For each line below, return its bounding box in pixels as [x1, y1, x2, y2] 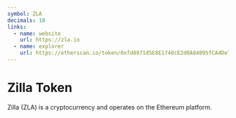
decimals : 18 [7, 17, 46, 24]
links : [7, 23, 27, 30]
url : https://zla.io [20, 37, 80, 44]
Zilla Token [7, 80, 72, 96]
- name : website [13, 29, 61, 37]
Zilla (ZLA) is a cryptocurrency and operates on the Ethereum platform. [7, 103, 212, 111]
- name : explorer [13, 43, 65, 50]
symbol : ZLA [7, 10, 42, 18]
